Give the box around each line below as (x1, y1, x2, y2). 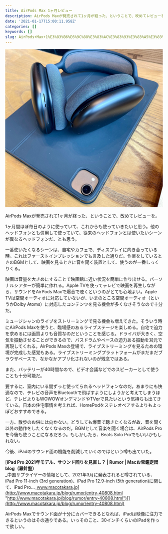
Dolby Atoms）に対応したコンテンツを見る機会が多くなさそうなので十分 (13, 301, 163, 307)
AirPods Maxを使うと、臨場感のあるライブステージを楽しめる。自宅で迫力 (9, 324, 163, 330)
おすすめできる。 (13, 409, 49, 414)
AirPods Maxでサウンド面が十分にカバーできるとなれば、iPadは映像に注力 (5, 511, 158, 516)
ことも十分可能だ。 (5, 373, 45, 379)
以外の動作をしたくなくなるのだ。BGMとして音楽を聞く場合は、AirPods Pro (5, 425, 162, 431)
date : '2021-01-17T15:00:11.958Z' (5, 19, 77, 24)
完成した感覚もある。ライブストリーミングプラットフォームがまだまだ (13, 349, 158, 355)
